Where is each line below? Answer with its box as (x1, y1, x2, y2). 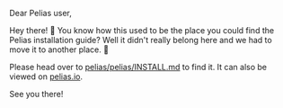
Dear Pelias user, (9, 8, 72, 18)
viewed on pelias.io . (9, 71, 84, 82)
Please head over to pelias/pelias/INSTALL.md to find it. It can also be (9, 62, 268, 72)
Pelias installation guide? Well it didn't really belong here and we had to (9, 35, 272, 45)
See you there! (9, 89, 64, 99)
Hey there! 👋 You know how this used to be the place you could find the (9, 25, 275, 35)
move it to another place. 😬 (9, 44, 110, 55)
